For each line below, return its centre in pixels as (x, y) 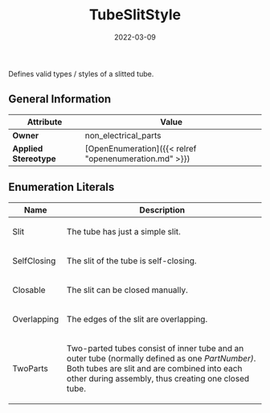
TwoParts (30, 368)
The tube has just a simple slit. (124, 231)
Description (162, 209)
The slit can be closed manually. (128, 290)
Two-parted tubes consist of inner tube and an (155, 348)
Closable (29, 290)
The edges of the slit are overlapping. (137, 319)
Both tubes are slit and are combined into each (155, 368)
